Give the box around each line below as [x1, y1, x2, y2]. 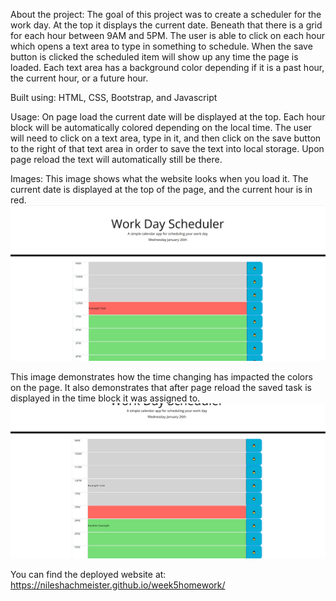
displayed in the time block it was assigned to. [10, 392, 201, 404]
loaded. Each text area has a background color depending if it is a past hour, [10, 62, 325, 73]
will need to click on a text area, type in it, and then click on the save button [10, 132, 322, 144]
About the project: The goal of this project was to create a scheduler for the [10, 9, 322, 20]
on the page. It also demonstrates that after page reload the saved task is [10, 382, 312, 394]
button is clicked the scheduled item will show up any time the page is [10, 51, 299, 63]
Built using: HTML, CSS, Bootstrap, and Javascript [10, 92, 218, 103]
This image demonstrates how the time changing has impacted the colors [10, 371, 313, 383]
